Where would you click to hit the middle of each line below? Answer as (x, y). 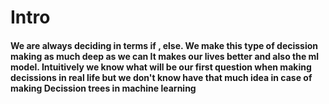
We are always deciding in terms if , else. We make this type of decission (164, 45)
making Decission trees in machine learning (103, 88)
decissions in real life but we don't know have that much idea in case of (161, 77)
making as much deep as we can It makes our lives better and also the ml (165, 56)
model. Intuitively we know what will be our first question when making (161, 67)
